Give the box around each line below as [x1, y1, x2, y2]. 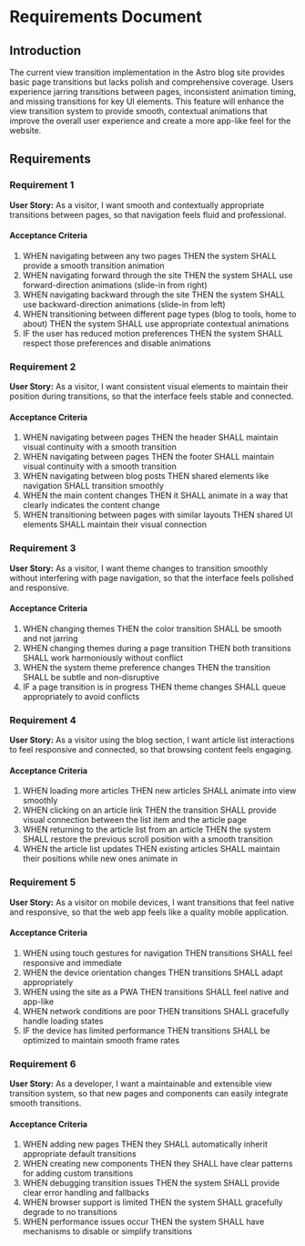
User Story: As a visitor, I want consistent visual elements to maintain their [9, 381, 289, 392]
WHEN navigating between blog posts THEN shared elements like [22, 471, 269, 482]
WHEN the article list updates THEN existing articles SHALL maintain [22, 844, 280, 855]
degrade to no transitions [22, 1207, 118, 1218]
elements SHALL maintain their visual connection [22, 519, 208, 530]
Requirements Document [9, 6, 203, 27]
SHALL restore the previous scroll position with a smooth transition [22, 834, 273, 845]
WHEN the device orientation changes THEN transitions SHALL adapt [22, 967, 284, 978]
